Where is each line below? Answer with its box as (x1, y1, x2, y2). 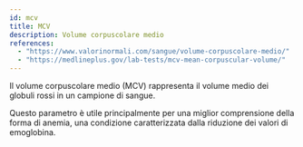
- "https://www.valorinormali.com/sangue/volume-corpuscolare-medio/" (17, 47, 290, 56)
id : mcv (9, 13, 39, 23)
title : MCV (9, 22, 51, 31)
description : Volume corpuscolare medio (9, 30, 165, 39)
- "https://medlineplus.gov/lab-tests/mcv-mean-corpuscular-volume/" (17, 55, 286, 64)
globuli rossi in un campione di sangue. (9, 90, 156, 101)
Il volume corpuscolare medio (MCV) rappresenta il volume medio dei (9, 81, 269, 91)
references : (9, 38, 54, 48)
